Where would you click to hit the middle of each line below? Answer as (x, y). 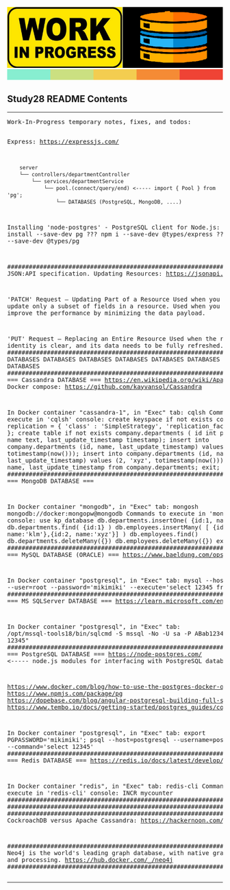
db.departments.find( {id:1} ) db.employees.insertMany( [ (108, 527)
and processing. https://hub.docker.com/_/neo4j (90, 859)
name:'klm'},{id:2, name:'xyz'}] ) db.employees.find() (103, 534)
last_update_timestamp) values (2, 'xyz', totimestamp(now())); (117, 460)
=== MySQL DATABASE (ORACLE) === (63, 554)
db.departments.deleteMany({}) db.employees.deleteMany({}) (110, 541)
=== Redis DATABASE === (47, 760)
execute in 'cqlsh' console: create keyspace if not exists (110, 419)
